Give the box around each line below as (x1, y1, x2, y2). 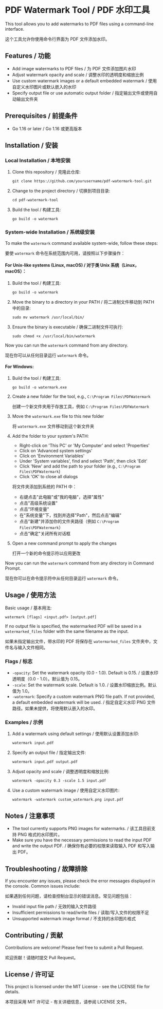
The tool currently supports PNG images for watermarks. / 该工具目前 (12, 826, 152, 832)
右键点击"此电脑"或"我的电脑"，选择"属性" (19, 494, 104, 500)
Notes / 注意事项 (5, 812, 55, 820)
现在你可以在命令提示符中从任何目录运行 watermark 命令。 (5, 575, 121, 581)
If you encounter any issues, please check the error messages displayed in (5, 878, 155, 884)
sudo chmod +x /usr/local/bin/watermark (12, 333, 95, 339)
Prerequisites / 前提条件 (5, 112, 78, 120)
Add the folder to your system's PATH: (12, 433, 89, 439)
